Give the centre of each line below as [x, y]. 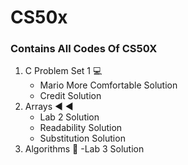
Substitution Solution [82, 138]
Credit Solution [70, 96]
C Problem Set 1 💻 [63, 71]
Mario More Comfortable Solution [108, 85]
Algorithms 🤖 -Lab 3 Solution [84, 149]
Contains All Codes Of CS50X [84, 49]
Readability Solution [81, 128]
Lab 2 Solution [69, 117]
